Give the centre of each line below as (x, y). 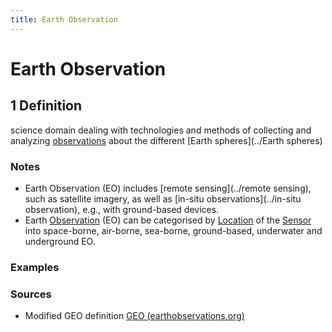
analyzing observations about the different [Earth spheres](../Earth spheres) (166, 140)
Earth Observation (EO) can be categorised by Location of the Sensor (168, 220)
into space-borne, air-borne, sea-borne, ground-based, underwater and (173, 230)
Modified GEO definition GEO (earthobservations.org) (134, 316)
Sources (31, 294)
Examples (35, 267)
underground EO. (60, 241)
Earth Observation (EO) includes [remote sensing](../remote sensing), (168, 188)
